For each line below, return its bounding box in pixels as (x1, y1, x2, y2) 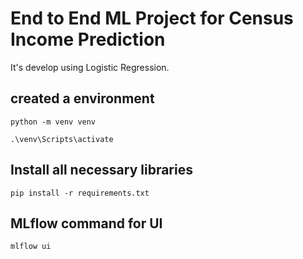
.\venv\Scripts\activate (10, 134, 114, 144)
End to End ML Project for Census (10, 7, 294, 30)
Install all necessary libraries (10, 162, 193, 179)
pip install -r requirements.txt (10, 188, 150, 198)
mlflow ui (10, 242, 52, 252)
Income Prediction (10, 28, 166, 51)
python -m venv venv (10, 117, 97, 127)
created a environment (10, 90, 155, 107)
